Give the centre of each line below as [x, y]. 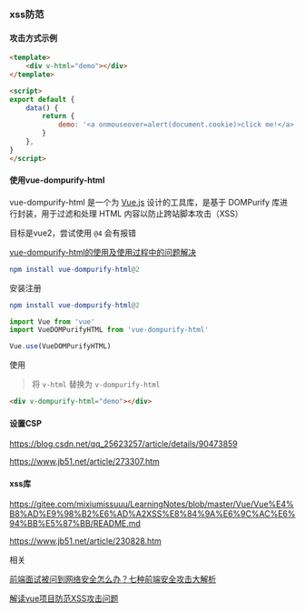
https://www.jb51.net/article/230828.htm [85, 541]
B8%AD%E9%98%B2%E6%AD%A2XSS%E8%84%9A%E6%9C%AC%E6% [152, 514]
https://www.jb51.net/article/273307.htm [85, 462]
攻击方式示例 [33, 37]
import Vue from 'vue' [52, 321]
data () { [42, 108]
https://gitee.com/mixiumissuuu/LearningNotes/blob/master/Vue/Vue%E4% [152, 504]
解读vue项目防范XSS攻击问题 [64, 598]
